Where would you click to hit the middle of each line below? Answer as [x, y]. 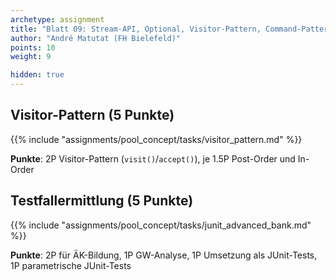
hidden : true [37, 75]
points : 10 [33, 47]
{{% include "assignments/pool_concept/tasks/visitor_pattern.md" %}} [156, 139]
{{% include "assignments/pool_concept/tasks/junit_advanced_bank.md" [161, 225]
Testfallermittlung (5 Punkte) [102, 201]
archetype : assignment [57, 19]
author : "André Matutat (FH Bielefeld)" [96, 38]
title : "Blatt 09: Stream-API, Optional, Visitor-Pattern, [136, 29]
